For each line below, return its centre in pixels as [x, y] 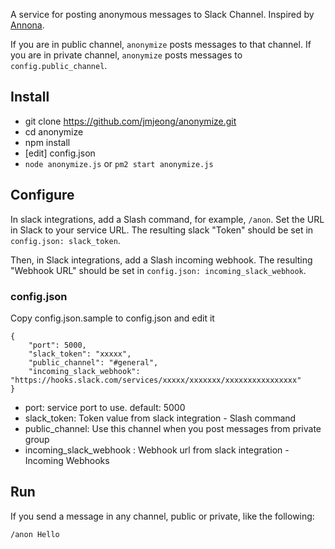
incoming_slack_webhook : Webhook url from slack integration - [157, 450]
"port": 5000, [57, 345]
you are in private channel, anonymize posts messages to [126, 55]
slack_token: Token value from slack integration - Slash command [160, 418]
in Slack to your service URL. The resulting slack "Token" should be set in [162, 230]
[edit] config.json [60, 153]
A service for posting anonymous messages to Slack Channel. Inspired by [162, 14]
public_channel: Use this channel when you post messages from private [173, 428]
